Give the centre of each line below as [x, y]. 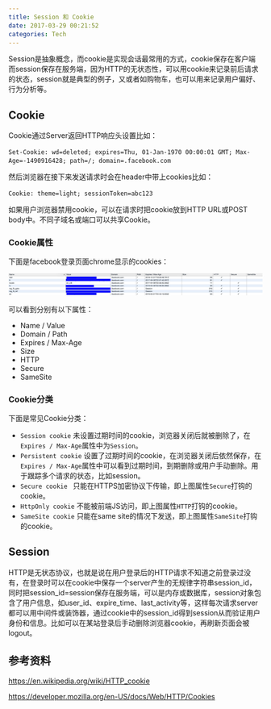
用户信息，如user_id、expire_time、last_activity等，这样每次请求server [140, 603]
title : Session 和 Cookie [51, 17]
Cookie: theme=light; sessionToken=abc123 [81, 194]
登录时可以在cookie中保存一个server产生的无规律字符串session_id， [143, 582]
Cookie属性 [31, 243]
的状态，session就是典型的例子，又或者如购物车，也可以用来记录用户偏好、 [134, 79]
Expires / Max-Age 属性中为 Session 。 [81, 446]
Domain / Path [44, 334]
